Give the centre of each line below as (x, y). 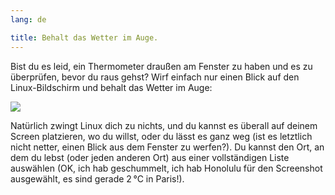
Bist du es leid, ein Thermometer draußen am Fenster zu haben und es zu (161, 66)
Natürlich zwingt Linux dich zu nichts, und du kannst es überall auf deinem (164, 125)
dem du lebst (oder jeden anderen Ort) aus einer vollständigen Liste (150, 157)
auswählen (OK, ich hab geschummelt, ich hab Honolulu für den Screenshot (166, 168)
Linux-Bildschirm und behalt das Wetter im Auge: (111, 87)
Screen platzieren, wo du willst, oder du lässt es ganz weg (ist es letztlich (161, 136)
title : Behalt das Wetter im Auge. (84, 37)
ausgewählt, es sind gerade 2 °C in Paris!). (97, 178)
